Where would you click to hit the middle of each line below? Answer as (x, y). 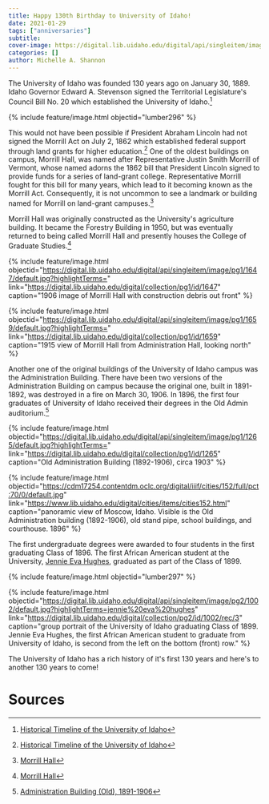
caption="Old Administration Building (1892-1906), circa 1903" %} (117, 462)
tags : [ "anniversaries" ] (50, 30)
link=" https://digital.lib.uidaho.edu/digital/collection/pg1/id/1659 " (115, 336)
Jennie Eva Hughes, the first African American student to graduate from (127, 635)
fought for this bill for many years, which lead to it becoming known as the (130, 185)
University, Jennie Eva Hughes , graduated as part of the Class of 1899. (125, 561)
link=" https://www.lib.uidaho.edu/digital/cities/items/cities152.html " (119, 503)
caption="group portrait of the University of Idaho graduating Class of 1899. (133, 626)
